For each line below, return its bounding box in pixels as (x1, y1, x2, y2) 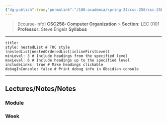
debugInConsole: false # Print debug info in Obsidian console (5, 66, 139, 71)
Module (5, 99, 24, 106)
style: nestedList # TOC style (5, 45, 70, 50)
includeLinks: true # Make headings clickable (5, 62, 103, 67)
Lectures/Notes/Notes (5, 85, 76, 93)
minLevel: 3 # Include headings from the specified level (5, 53, 128, 59)
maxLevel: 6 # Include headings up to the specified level (5, 58, 130, 62)
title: (5, 40, 19, 45)
